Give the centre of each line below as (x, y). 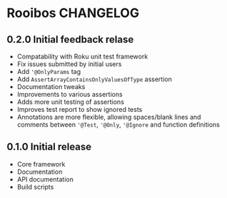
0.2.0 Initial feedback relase (70, 40)
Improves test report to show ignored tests (80, 109)
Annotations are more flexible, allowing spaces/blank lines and (109, 117)
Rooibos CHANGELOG (73, 13)
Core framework (41, 164)
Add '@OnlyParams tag (49, 72)
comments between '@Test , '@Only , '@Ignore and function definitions (118, 125)
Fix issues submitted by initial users (69, 64)
